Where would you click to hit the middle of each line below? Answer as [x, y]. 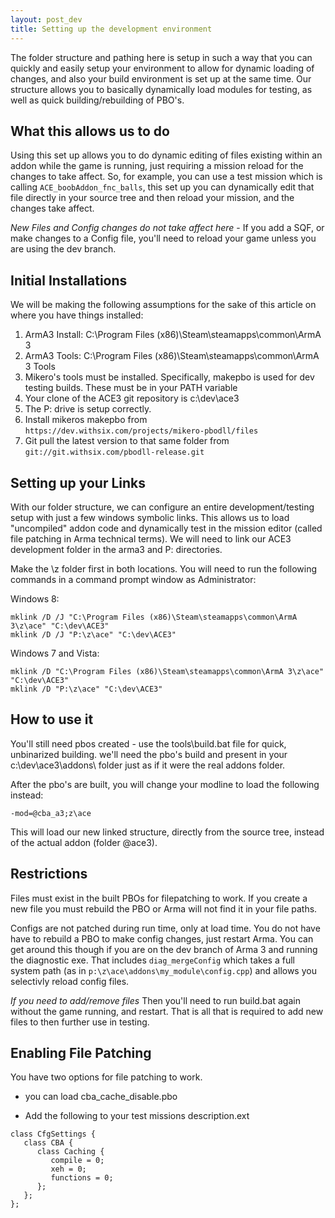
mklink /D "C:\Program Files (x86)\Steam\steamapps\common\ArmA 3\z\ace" [167, 671]
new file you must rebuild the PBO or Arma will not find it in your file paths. [164, 908]
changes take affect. [52, 208]
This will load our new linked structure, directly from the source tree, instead [167, 832]
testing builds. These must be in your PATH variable [131, 388]
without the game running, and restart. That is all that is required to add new [167, 1011]
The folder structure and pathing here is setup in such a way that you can [161, 57]
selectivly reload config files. [70, 981]
